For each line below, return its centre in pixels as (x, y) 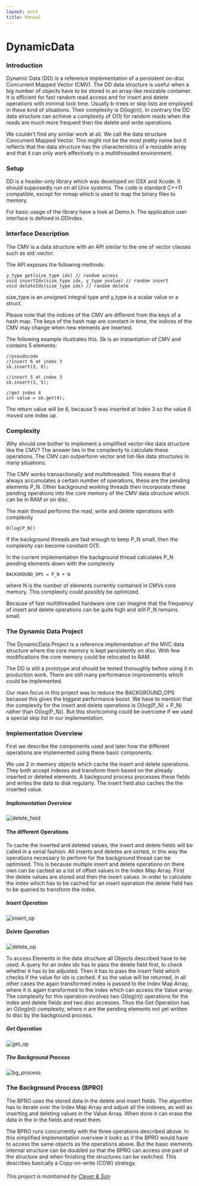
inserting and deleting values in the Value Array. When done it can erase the (99, 1113)
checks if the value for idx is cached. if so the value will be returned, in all (96, 977)
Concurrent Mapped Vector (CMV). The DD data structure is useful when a (98, 85)
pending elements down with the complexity (60, 563)
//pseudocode (22, 356)
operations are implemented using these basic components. (80, 753)
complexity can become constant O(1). (53, 545)
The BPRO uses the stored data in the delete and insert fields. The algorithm (99, 1101)
